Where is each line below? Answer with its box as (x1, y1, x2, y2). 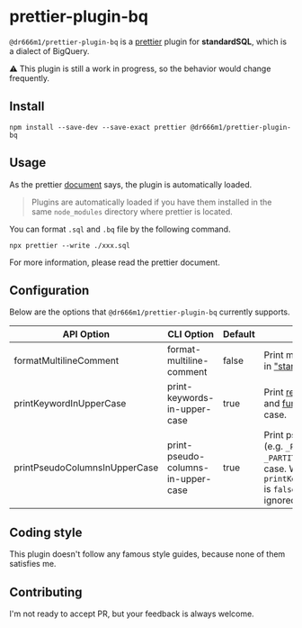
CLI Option (167, 328, 214, 341)
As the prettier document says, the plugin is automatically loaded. (9, 178, 253, 190)
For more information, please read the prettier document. (9, 257, 220, 268)
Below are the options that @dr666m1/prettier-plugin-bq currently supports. (9, 306, 290, 317)
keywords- (166, 392, 215, 405)
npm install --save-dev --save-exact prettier (9, 123, 187, 132)
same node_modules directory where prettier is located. (31, 205, 233, 217)
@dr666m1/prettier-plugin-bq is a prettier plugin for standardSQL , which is (9, 36, 288, 47)
